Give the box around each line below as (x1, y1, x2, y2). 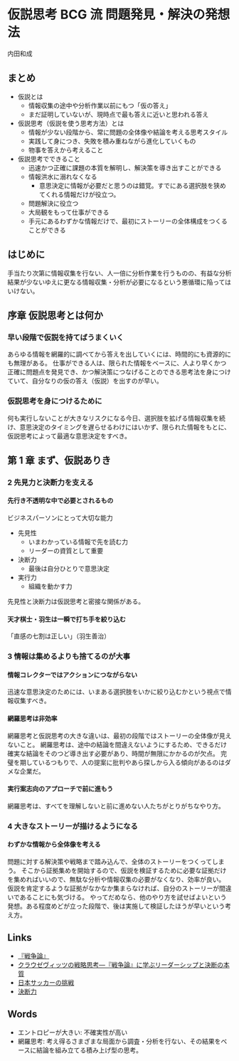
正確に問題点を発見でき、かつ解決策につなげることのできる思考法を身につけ (7, 368, 231, 376)
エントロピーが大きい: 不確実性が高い (17, 1028, 128, 1036)
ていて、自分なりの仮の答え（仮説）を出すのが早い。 (7, 376, 163, 385)
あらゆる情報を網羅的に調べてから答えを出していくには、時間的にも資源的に (7, 350, 232, 359)
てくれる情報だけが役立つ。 (38, 190, 120, 199)
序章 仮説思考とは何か (7, 309, 103, 321)
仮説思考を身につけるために (7, 396, 102, 406)
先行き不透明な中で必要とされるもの (7, 496, 114, 505)
